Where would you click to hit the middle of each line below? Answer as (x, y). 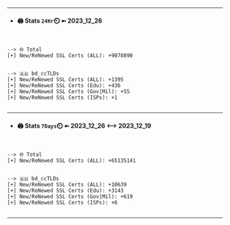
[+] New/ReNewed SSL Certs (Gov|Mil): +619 (70, 197)
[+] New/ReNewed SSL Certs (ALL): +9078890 (70, 56)
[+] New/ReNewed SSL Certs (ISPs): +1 (62, 98)
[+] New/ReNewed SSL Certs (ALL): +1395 (66, 80)
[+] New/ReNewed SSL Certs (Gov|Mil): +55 (68, 92)
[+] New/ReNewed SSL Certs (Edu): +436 (64, 86)
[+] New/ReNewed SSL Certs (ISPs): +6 (62, 203)
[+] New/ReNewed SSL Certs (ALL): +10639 (67, 185)
